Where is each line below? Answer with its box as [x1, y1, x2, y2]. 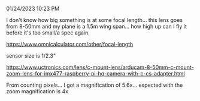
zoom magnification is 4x [6, 88, 69, 94]
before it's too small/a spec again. [6, 29, 90, 36]
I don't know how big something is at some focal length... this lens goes [6, 17, 183, 23]
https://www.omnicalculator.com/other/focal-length [6, 41, 134, 48]
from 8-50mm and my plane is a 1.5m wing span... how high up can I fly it [6, 23, 187, 30]
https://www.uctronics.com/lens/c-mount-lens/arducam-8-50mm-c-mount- [6, 64, 194, 71]
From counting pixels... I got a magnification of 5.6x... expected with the [6, 81, 183, 89]
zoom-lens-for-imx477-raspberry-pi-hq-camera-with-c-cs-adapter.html [6, 70, 185, 77]
